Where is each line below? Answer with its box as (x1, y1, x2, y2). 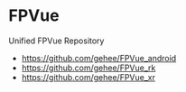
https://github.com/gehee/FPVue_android (21, 52, 177, 63)
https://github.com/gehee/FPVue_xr (21, 71, 155, 82)
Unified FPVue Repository (8, 35, 105, 46)
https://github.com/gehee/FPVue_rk (21, 62, 156, 73)
